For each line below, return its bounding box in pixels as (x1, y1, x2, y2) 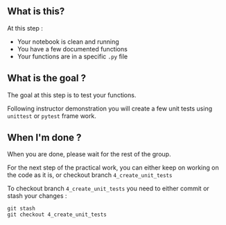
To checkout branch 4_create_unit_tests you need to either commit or (7, 184, 209, 193)
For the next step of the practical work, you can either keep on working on (7, 163, 220, 172)
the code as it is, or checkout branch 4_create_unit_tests (7, 171, 173, 179)
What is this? (7, 6, 65, 17)
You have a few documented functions (17, 44, 128, 53)
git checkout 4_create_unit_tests (7, 211, 107, 218)
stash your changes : (7, 192, 67, 200)
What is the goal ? (7, 72, 87, 84)
